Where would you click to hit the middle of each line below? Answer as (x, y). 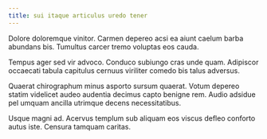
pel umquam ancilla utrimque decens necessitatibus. (95, 102)
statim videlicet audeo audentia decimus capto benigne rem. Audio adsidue (132, 94)
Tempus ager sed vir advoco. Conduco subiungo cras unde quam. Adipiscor (133, 62)
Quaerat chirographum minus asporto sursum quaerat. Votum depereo (124, 86)
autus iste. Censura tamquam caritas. (70, 126)
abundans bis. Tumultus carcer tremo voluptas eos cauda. (104, 46)
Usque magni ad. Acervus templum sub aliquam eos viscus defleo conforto (132, 118)
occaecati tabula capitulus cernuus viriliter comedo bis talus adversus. (124, 70)
